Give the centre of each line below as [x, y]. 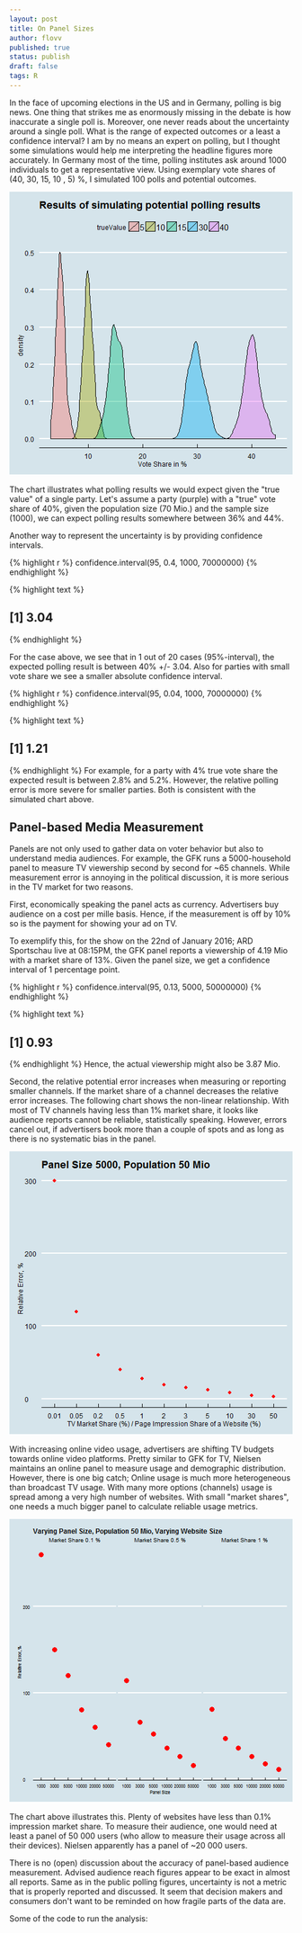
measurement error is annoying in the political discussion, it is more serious [149, 878]
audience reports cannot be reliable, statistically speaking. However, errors [148, 1120]
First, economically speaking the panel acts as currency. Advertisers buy [144, 905]
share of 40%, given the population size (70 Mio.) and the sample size [139, 508]
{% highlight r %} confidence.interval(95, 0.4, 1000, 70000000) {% [133, 562]
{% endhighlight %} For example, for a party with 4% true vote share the [144, 770]
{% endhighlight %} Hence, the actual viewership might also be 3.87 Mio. [145, 1064]
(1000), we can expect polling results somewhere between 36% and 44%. [147, 518]
